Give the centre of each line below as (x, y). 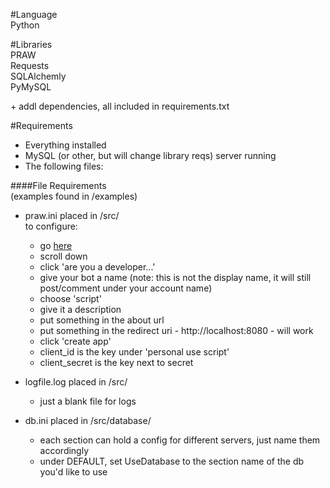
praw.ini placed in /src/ (72, 215)
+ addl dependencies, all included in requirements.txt (120, 106)
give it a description (80, 309)
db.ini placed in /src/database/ (88, 420)
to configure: (51, 226)
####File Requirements (58, 185)
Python (25, 25)
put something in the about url (102, 320)
